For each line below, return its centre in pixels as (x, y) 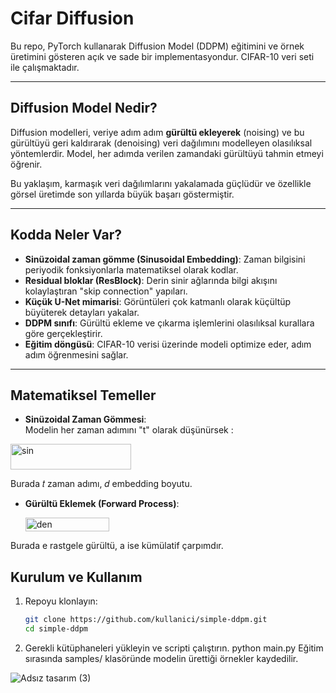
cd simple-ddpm (56, 629)
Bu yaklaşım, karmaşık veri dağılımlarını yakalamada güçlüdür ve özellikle (161, 183)
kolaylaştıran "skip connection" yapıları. (106, 291)
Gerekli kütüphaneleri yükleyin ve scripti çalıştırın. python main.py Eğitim (174, 648)
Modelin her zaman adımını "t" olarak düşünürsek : (129, 430)
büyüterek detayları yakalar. (82, 312)
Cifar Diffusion (72, 18)
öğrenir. (26, 164)
